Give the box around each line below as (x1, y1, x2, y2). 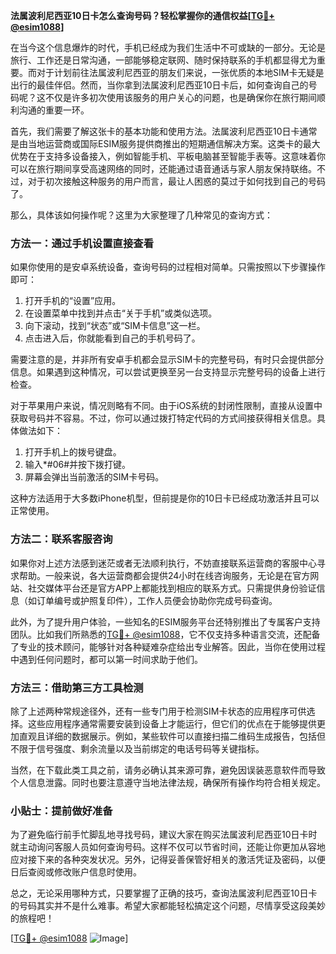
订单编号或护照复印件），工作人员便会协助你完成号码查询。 (36, 594, 278, 606)
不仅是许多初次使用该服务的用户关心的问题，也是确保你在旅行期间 (44, 92, 317, 103)
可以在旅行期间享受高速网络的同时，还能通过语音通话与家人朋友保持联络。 (10, 163, 317, 174)
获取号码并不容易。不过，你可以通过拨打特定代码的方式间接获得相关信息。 (10, 412, 317, 424)
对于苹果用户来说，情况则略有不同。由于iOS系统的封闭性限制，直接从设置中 (10, 400, 323, 412)
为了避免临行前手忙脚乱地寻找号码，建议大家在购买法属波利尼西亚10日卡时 (10, 829, 318, 841)
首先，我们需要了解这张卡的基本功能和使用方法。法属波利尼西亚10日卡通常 (10, 125, 318, 137)
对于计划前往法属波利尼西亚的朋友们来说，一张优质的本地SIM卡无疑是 (36, 67, 325, 78)
